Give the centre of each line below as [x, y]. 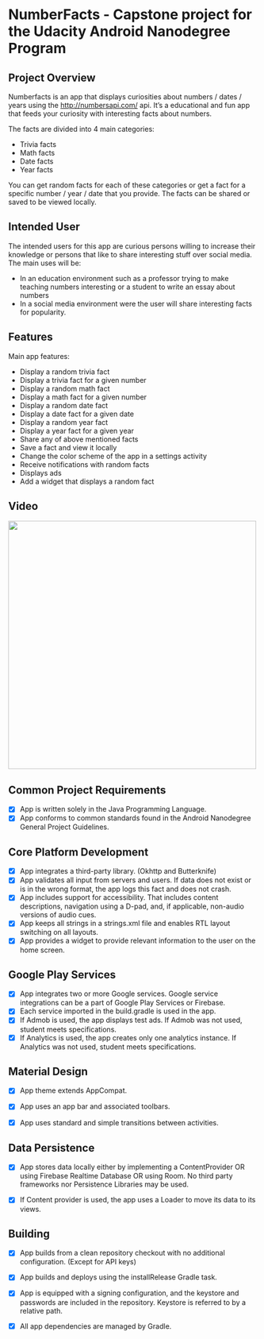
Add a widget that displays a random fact [87, 481]
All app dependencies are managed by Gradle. [96, 1326]
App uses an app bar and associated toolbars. [95, 1106]
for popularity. [43, 312]
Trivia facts [38, 144]
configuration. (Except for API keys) [78, 1262]
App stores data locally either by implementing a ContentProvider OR [132, 1167]
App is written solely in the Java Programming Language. [113, 809]
